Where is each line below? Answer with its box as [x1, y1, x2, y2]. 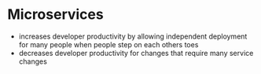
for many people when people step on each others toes [18, 39, 199, 49]
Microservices [7, 6, 104, 24]
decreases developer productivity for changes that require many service [18, 48, 254, 57]
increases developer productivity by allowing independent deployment [18, 31, 248, 41]
